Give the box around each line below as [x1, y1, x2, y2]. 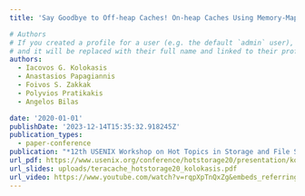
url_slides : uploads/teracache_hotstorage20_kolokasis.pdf [9, 164, 238, 173]
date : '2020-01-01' [9, 113, 84, 122]
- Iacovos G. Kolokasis [17, 64, 107, 73]
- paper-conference [17, 139, 92, 148]
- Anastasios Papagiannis [17, 72, 116, 82]
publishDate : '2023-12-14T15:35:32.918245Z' [9, 122, 181, 132]
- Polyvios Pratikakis [17, 88, 103, 98]
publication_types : [9, 131, 84, 140]
